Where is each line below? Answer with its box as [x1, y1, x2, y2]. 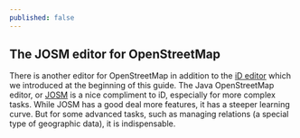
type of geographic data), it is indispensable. [9, 118, 176, 129]
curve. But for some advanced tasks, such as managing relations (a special [9, 109, 289, 120]
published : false [9, 13, 75, 23]
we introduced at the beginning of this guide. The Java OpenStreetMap [9, 80, 275, 91]
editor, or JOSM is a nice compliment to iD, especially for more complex [9, 89, 276, 100]
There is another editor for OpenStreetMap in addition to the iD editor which [9, 70, 292, 81]
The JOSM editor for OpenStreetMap [9, 47, 221, 62]
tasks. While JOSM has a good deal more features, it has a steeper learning [9, 99, 291, 110]
